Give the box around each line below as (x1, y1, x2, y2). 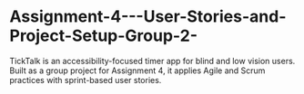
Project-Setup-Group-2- (9, 25, 198, 46)
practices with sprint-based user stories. (9, 74, 162, 85)
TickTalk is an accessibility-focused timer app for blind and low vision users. (9, 55, 296, 66)
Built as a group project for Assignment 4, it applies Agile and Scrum (9, 65, 266, 76)
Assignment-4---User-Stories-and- (9, 6, 287, 27)
